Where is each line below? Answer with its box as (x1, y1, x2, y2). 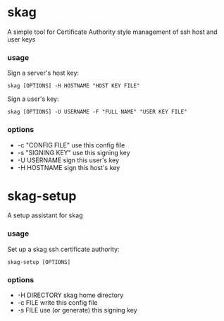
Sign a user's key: (7, 95, 59, 103)
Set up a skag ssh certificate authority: (7, 245, 120, 253)
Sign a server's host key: (7, 68, 80, 78)
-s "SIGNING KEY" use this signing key (17, 148, 130, 157)
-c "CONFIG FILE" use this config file (17, 140, 125, 149)
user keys (7, 35, 36, 43)
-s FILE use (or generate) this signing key (17, 306, 137, 315)
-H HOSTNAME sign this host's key (17, 163, 120, 171)
